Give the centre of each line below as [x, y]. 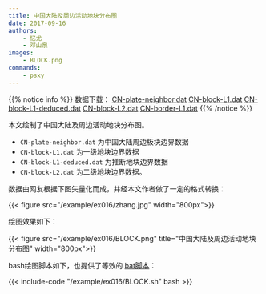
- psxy [34, 75]
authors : [23, 30]
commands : [25, 68]
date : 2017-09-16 [37, 23]
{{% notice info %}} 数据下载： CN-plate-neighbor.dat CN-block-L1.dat [125, 99]
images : [21, 53]
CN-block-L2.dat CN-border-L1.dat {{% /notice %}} [168, 108]
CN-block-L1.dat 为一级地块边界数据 [80, 151]
